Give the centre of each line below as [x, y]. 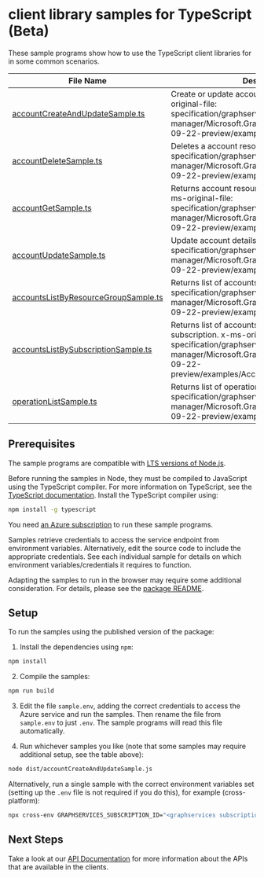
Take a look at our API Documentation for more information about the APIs [128, 858]
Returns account [201, 188]
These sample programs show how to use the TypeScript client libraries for [130, 53]
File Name [88, 80]
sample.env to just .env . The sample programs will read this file [121, 723]
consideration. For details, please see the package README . [106, 588]
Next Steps [36, 840]
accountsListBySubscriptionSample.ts [82, 349]
